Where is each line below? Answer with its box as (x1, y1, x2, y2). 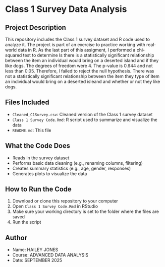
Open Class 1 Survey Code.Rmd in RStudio (12, 203, 98, 209)
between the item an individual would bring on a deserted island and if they (5, 58, 159, 63)
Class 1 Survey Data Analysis (5, 3, 127, 15)
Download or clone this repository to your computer (12, 198, 118, 204)
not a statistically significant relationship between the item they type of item (5, 73, 160, 79)
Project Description (5, 23, 66, 32)
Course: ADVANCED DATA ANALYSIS (12, 252, 89, 258)
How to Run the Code (5, 185, 72, 194)
